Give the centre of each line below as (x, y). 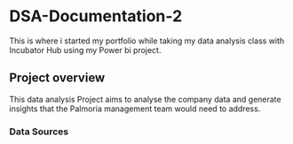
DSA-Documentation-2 (96, 16)
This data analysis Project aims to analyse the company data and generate (145, 99)
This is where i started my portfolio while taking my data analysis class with (147, 41)
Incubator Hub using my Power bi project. (85, 49)
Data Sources (39, 132)
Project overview (57, 78)
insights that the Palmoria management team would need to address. (135, 109)
